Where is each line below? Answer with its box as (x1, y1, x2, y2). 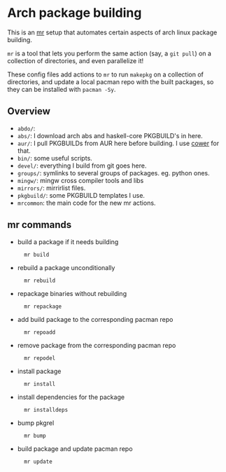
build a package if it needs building (17, 237, 119, 246)
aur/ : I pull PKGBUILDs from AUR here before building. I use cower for (17, 139, 219, 147)
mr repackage (24, 303, 62, 310)
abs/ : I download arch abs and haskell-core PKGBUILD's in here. (17, 131, 203, 140)
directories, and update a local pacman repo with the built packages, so (7, 77, 214, 86)
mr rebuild (24, 277, 56, 284)
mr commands (7, 219, 72, 231)
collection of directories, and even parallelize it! (7, 56, 144, 65)
